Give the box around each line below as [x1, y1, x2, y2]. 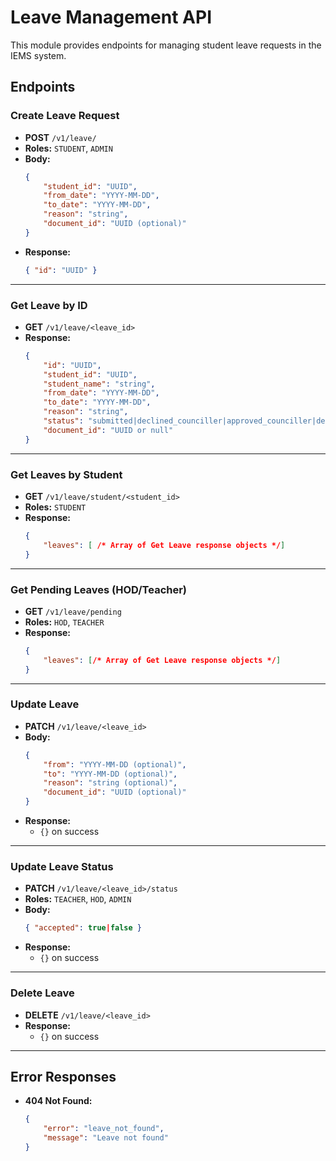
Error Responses [10, 1068, 117, 1085]
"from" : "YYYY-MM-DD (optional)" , [43, 759, 187, 770]
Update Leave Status [10, 859, 114, 873]
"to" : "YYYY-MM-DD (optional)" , [43, 769, 178, 779]
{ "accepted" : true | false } [24, 923, 143, 933]
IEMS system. [10, 49, 67, 61]
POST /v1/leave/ [24, 131, 97, 143]
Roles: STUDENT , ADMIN [24, 142, 113, 154]
